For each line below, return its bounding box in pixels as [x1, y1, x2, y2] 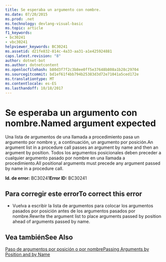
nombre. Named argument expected [5, 118, 156, 129]
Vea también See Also [5, 233, 73, 241]
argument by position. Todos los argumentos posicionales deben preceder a [5, 150, 162, 156]
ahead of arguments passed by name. [12, 219, 90, 225]
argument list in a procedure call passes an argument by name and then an [5, 144, 159, 150]
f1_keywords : [5, 30, 32, 35]
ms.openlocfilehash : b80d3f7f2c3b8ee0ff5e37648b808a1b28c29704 [5, 67, 139, 72]
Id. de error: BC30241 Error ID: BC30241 [5, 175, 87, 181]
